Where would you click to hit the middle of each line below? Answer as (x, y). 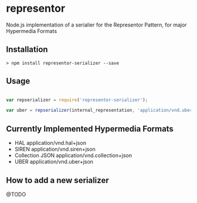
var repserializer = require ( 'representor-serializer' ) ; (77, 100)
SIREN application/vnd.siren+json (55, 149)
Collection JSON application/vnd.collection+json (73, 155)
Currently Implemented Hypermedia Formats (90, 129)
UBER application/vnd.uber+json (54, 162)
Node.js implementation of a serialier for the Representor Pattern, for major (96, 25)
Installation (27, 50)
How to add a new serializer (58, 180)
